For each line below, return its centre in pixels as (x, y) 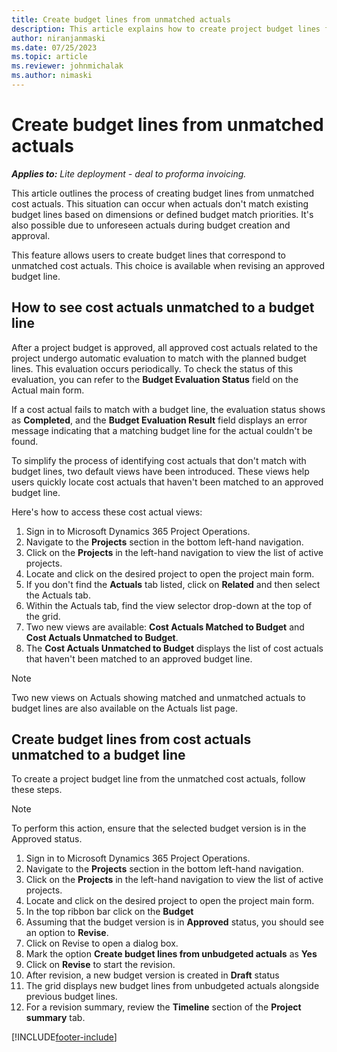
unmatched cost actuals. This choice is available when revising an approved (168, 265)
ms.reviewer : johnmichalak (67, 66)
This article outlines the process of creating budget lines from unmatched (163, 193)
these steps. (37, 790)
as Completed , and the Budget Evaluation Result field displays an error (159, 420)
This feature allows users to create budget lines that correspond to (148, 255)
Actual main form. (48, 390)
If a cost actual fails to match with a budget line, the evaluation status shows (168, 409)
